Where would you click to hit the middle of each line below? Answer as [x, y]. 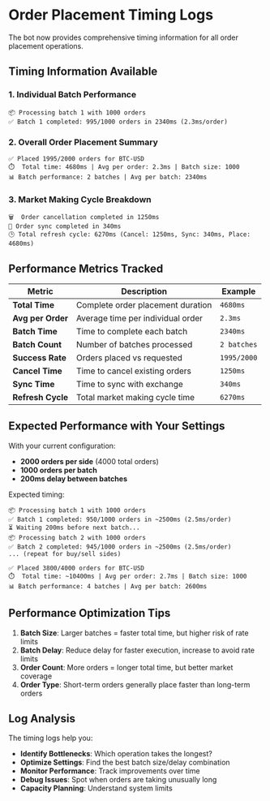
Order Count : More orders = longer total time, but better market [126, 667]
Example [239, 291]
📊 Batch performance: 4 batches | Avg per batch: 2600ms [108, 586]
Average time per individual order [139, 318]
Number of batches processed [134, 345]
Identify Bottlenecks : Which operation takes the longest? [116, 754]
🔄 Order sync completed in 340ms [65, 226]
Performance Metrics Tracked [86, 268]
